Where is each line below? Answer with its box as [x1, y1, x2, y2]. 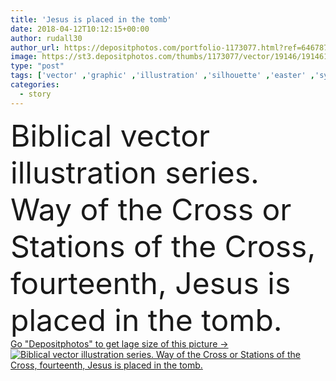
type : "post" [10, 61, 65, 71]
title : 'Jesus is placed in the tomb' [10, 14, 172, 25]
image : [10, 52, 38, 62]
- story [19, 89, 52, 99]
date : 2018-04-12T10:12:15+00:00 [10, 24, 150, 34]
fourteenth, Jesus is [10, 264, 292, 302]
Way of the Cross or [10, 190, 292, 228]
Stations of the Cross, [10, 227, 317, 265]
